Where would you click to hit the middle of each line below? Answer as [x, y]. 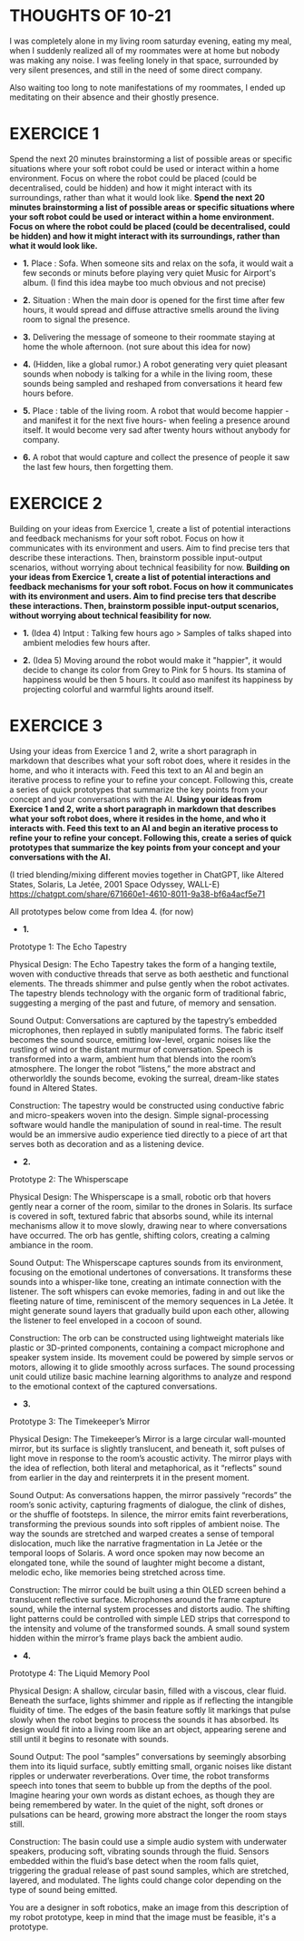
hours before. [48, 393]
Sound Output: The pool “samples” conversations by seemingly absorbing [148, 1756]
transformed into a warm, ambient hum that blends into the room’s [133, 1059]
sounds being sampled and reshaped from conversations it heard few [152, 383]
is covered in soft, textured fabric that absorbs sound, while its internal [142, 1216]
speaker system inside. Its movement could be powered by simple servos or [152, 1357]
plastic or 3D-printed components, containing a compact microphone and [147, 1348]
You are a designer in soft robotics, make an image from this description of [149, 1907]
